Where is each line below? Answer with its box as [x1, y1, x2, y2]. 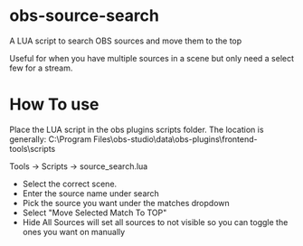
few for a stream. [9, 62, 73, 73]
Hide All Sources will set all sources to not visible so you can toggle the [22, 216, 289, 227]
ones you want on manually [22, 226, 126, 237]
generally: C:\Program [9, 133, 92, 145]
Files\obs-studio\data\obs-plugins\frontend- [93, 133, 258, 145]
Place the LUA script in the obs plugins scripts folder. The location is [9, 124, 264, 135]
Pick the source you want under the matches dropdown [22, 197, 231, 208]
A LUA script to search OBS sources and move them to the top [9, 35, 242, 46]
